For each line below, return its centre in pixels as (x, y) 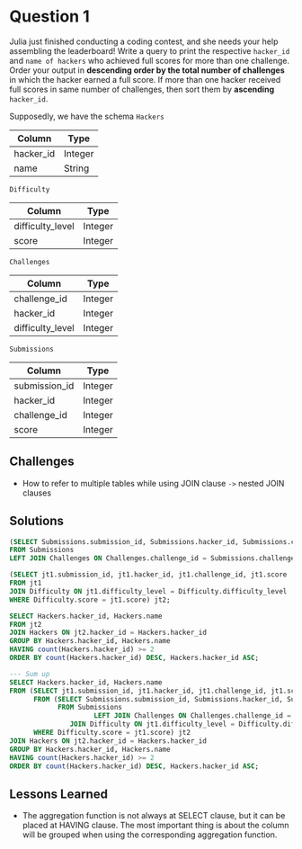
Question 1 (49, 17)
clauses (37, 493)
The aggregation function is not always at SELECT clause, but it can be (154, 816)
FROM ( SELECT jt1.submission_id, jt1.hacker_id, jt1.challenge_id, (138, 691)
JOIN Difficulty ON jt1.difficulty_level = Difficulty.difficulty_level (148, 591)
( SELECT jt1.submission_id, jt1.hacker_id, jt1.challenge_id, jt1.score (148, 575)
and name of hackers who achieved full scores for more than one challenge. (150, 60)
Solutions (37, 521)
